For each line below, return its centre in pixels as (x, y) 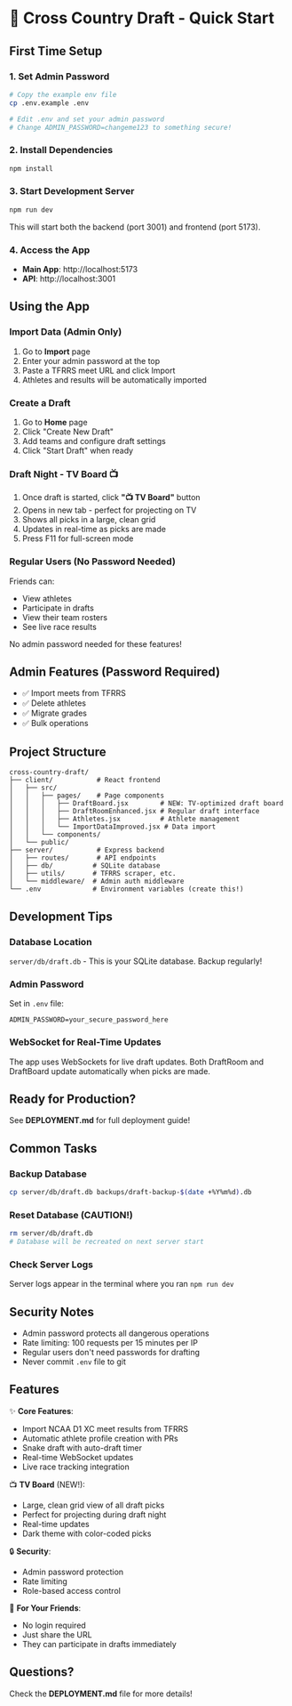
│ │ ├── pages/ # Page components (87, 796)
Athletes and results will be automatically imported (114, 380)
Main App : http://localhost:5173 (80, 270)
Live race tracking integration (76, 1467)
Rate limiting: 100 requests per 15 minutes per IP (110, 1343)
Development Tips (61, 916)
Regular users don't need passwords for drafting (111, 1353)
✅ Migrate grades (54, 713)
